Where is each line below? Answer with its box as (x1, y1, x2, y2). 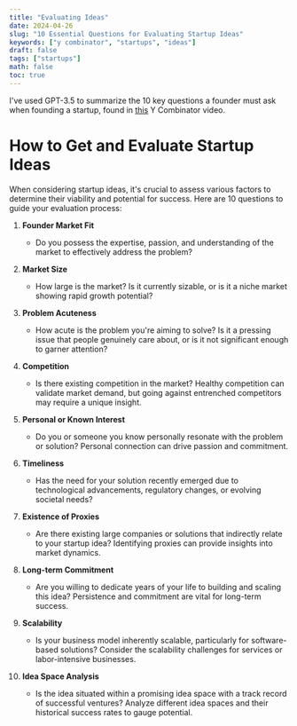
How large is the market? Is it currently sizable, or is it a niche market (35, 280, 288, 291)
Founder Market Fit (21, 219, 95, 231)
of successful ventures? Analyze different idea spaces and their (35, 698, 269, 708)
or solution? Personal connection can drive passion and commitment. (35, 440, 289, 451)
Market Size (21, 264, 68, 274)
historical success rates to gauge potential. (35, 706, 193, 717)
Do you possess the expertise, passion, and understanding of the (35, 237, 275, 248)
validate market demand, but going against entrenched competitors (35, 387, 282, 398)
